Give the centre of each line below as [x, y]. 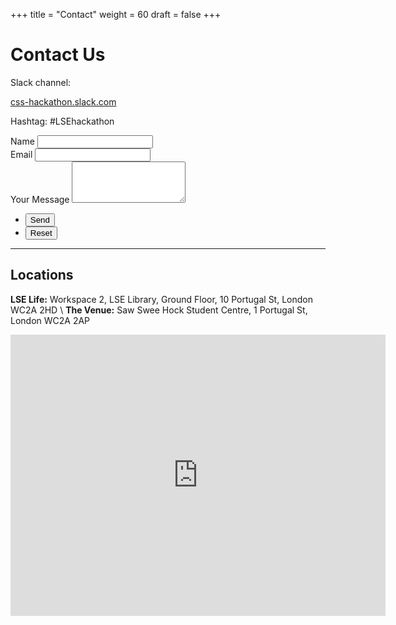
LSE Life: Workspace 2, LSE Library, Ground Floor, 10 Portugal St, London [161, 299]
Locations [42, 275]
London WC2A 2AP [50, 320]
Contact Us [58, 55]
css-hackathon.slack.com [63, 101]
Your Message [40, 199]
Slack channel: [41, 82]
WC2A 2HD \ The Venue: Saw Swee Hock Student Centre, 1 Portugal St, [159, 310]
